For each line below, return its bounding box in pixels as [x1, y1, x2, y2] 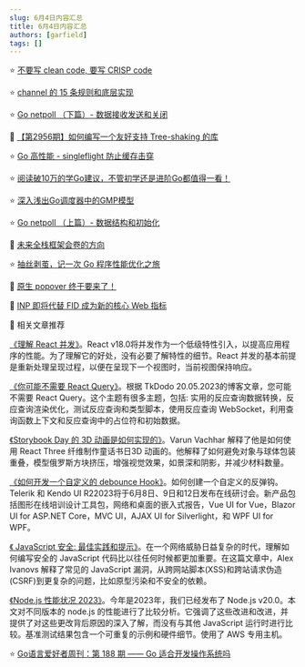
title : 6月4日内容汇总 [9, 22, 87, 31]
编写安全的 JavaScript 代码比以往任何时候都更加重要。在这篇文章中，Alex [16, 552, 294, 564]
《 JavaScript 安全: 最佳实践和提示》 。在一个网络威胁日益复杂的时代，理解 [9, 541, 282, 552]
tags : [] [9, 38, 43, 48]
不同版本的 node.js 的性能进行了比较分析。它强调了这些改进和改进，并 [25, 606, 290, 617]
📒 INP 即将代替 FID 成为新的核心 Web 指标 [9, 300, 168, 311]
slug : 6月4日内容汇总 [9, 13, 84, 23]
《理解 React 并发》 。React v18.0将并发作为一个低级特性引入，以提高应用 [9, 339, 282, 350]
